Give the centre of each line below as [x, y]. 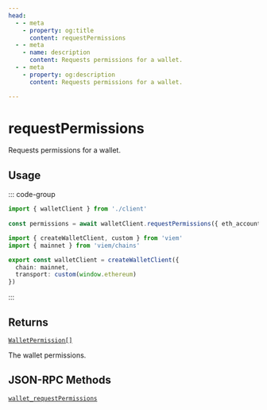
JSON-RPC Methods [60, 380]
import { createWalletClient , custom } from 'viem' [95, 238]
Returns [29, 322]
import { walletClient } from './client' [78, 209]
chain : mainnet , [42, 267]
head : [17, 15]
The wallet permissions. [47, 355]
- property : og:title [58, 30]
